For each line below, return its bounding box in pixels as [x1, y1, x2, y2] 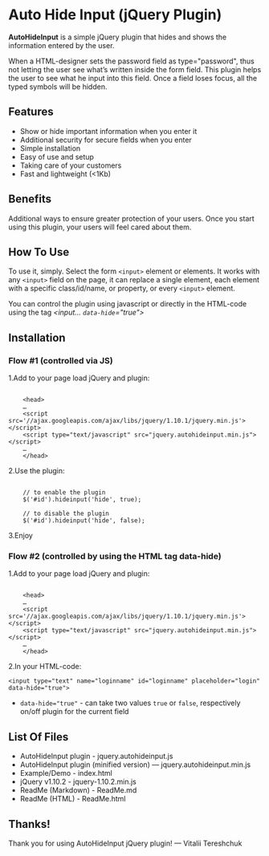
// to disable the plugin [22, 509, 110, 518]
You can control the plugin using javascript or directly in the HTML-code [8, 299, 247, 309]
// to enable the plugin [22, 489, 106, 497]
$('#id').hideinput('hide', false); [22, 517, 146, 525]
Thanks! [8, 817, 51, 831]
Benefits [8, 193, 52, 206]
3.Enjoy [8, 531, 34, 541]
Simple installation [19, 143, 81, 153]
